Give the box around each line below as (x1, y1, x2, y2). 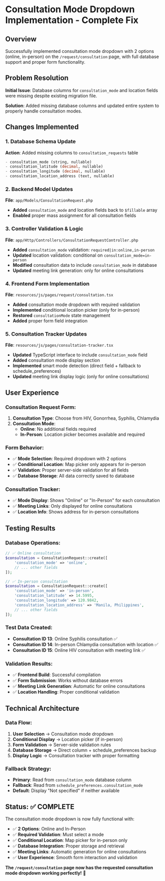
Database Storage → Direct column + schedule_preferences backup (12, 747, 156, 753)
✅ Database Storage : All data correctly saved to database (12, 473, 135, 479)
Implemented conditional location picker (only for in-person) (12, 307, 140, 313)
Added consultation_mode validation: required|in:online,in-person (12, 246, 155, 253)
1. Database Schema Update (5, 138, 76, 145)
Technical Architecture (5, 704, 80, 712)
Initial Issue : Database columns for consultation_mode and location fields (5, 87, 158, 93)
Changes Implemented (5, 123, 79, 131)
